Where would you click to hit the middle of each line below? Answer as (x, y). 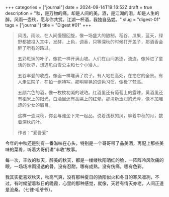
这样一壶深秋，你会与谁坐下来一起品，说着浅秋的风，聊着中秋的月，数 (90, 116)
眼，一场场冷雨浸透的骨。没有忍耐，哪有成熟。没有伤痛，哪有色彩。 (76, 166)
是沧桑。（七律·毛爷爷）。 (30, 189)
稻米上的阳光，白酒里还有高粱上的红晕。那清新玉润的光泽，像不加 (90, 99)
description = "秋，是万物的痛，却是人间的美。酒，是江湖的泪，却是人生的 (82, 13)
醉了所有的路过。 (35, 48)
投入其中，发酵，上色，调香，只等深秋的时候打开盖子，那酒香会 (97, 42)
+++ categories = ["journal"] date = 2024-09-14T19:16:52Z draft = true (79, 7)
